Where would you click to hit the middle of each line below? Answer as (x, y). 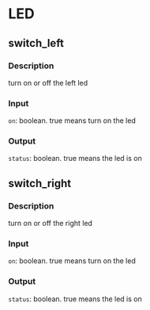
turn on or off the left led (48, 82)
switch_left (36, 43)
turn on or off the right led (51, 224)
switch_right (40, 183)
